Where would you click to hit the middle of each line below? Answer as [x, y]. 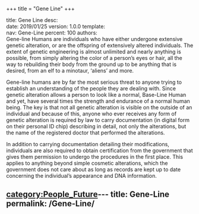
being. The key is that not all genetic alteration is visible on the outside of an [99, 107]
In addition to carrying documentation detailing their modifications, [88, 144]
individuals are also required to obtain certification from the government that [99, 150]
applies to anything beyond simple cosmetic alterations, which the [87, 163]
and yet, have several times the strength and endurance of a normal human [98, 101]
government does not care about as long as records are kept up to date [94, 169]
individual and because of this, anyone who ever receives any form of [91, 114]
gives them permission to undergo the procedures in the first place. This [94, 157]
